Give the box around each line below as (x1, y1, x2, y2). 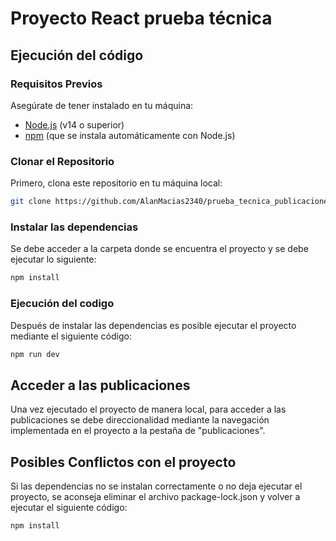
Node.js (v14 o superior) (24, 118, 125, 131)
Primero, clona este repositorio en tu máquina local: (10, 177, 223, 189)
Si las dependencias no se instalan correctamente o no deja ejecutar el (10, 480, 303, 492)
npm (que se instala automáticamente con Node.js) (24, 129, 236, 141)
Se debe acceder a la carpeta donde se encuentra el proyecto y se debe (10, 243, 309, 255)
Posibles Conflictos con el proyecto (10, 453, 237, 471)
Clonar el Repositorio (10, 154, 115, 168)
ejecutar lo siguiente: (10, 253, 97, 266)
